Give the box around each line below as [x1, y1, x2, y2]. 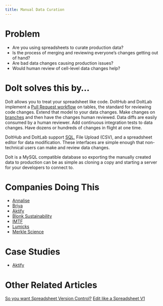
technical [5, 144, 23, 150]
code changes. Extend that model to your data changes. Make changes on [5, 109, 156, 115]
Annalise [12, 198, 30, 204]
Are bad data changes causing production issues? [12, 60, 114, 66]
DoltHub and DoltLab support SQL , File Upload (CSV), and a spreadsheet [5, 134, 153, 140]
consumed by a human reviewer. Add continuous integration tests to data [5, 119, 153, 125]
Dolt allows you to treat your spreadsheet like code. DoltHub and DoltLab [5, 98, 153, 104]
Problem [5, 28, 40, 39]
